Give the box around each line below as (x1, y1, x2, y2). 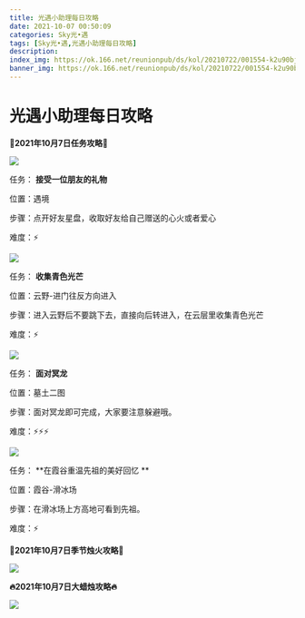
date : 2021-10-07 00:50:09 (9, 22, 112, 31)
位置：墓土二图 (9, 387, 65, 397)
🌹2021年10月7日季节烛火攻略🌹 (9, 544, 124, 555)
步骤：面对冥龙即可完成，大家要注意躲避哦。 (9, 406, 177, 417)
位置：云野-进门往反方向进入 (9, 289, 117, 300)
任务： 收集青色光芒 (9, 270, 84, 281)
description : (9, 47, 59, 56)
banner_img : (9, 64, 54, 74)
